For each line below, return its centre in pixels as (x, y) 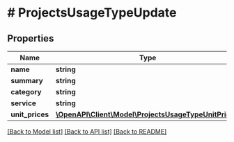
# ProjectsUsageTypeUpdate (92, 13)
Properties (31, 38)
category (26, 92)
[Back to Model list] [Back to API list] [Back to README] (87, 132)
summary (27, 81)
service (24, 103)
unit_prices (30, 114)
